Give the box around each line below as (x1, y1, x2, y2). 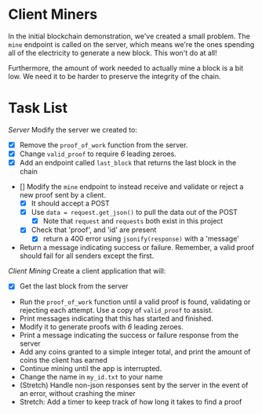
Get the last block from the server (19, 281, 129, 291)
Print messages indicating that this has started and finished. (19, 314, 213, 323)
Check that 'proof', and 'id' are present (31, 225, 157, 234)
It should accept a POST (31, 198, 110, 209)
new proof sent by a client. (19, 191, 106, 200)
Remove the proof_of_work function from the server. (19, 140, 188, 150)
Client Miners (8, 5, 98, 24)
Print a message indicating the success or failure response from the (19, 331, 239, 340)
